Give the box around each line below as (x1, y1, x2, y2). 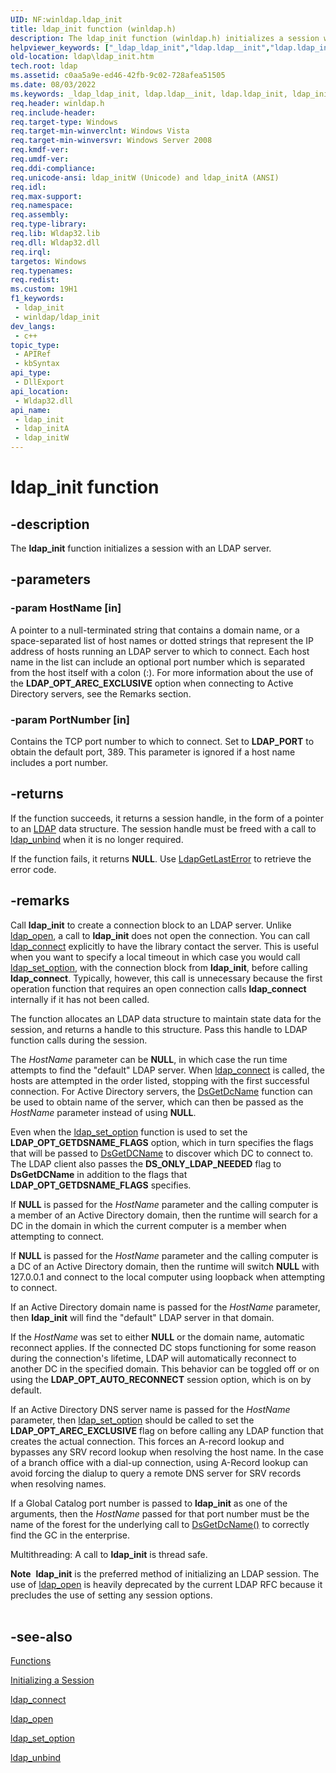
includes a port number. (10, 756, 109, 768)
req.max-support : (10, 191, 83, 201)
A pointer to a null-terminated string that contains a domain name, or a (10, 624, 300, 636)
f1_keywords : (10, 294, 65, 304)
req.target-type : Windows (10, 117, 118, 127)
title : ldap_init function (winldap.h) (10, 24, 177, 34)
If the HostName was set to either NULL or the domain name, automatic (10, 1331, 305, 1343)
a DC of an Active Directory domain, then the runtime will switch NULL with (10, 1260, 320, 1272)
